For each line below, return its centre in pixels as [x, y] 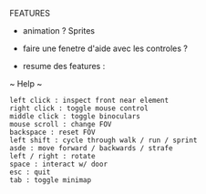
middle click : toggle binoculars [75, 117]
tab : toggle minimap [51, 180]
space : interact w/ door [58, 164]
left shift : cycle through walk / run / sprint [103, 140]
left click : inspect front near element [89, 100]
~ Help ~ [26, 84]
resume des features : [64, 66]
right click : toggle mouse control [79, 108]
